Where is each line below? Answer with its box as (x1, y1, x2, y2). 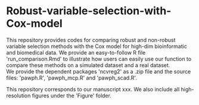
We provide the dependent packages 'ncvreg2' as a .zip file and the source (6, 68, 191, 75)
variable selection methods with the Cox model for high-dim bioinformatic (6, 43, 188, 50)
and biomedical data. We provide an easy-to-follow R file (6, 49, 146, 56)
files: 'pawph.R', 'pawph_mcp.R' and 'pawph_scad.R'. (6, 74, 137, 81)
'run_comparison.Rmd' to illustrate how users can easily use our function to (6, 55, 192, 62)
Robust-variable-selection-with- (6, 4, 172, 18)
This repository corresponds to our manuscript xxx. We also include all (6, 85, 180, 93)
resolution (6, 92, 31, 99)
